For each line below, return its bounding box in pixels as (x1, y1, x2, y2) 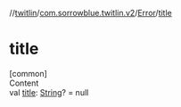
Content (9, 78, 39, 88)
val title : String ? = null (9, 86, 89, 97)
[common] (9, 68, 47, 78)
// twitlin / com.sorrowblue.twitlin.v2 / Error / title (9, 8, 172, 18)
